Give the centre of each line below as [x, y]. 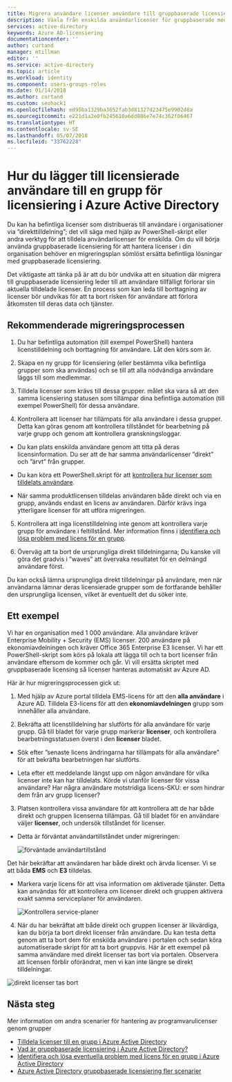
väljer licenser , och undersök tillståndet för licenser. [91, 823]
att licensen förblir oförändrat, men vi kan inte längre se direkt [105, 962]
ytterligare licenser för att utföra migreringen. [81, 510]
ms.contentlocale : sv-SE [43, 129]
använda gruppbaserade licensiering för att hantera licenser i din [99, 246]
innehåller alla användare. [54, 711]
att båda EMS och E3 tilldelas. [50, 870]
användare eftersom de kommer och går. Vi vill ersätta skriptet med [103, 662]
